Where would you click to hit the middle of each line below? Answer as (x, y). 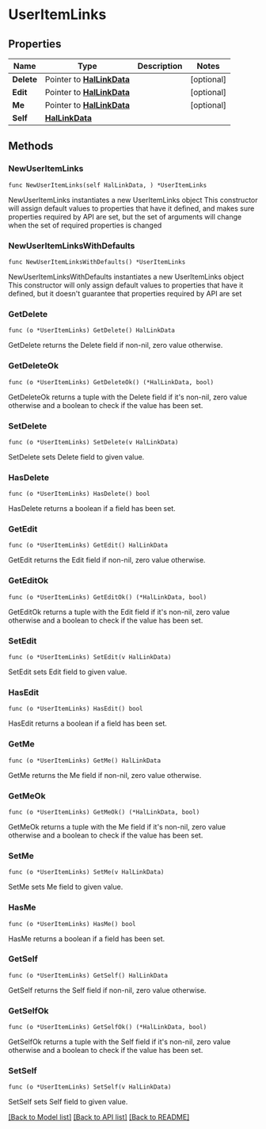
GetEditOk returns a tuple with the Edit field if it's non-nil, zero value (119, 612)
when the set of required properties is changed (85, 225)
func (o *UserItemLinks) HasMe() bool (72, 924)
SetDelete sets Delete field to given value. (76, 456)
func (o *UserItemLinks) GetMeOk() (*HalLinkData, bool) (104, 812)
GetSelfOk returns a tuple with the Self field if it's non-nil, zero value (120, 1042)
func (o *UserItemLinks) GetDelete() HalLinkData (92, 330)
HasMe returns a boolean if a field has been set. (87, 938)
